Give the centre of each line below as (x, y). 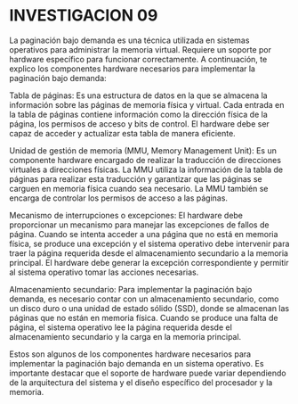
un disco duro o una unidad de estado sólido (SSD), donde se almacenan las (149, 308)
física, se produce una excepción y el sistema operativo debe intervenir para (149, 243)
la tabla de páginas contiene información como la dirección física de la (139, 114)
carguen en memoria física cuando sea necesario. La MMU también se (139, 188)
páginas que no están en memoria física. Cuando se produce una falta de (144, 317)
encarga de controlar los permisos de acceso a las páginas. (119, 198)
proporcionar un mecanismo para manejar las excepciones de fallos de (139, 225)
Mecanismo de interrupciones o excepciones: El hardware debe (126, 215)
